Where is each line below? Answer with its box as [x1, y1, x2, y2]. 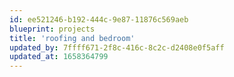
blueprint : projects [9, 24, 96, 34]
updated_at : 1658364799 [9, 52, 109, 62]
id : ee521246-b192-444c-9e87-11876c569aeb [9, 14, 189, 25]
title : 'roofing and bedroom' [9, 33, 136, 43]
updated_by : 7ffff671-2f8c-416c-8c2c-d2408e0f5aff [9, 42, 225, 53]
